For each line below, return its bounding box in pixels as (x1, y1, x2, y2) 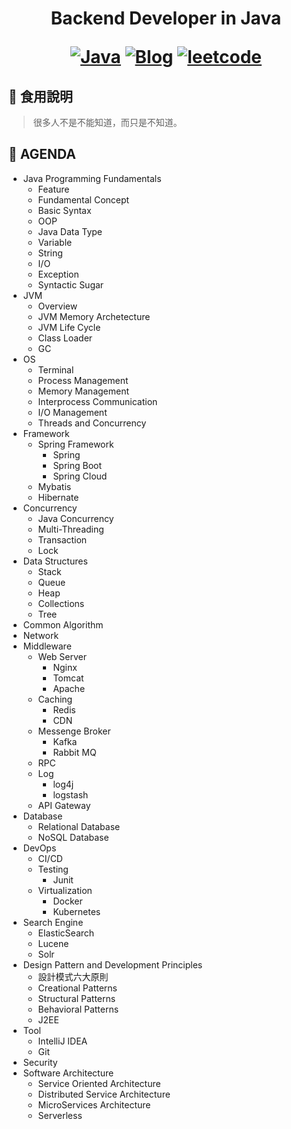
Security (22, 1056, 58, 1068)
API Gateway (37, 799, 91, 811)
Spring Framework (37, 438, 115, 450)
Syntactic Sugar (37, 278, 105, 291)
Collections (37, 597, 85, 609)
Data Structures (22, 555, 88, 567)
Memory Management (37, 385, 130, 397)
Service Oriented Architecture (37, 1077, 161, 1089)
